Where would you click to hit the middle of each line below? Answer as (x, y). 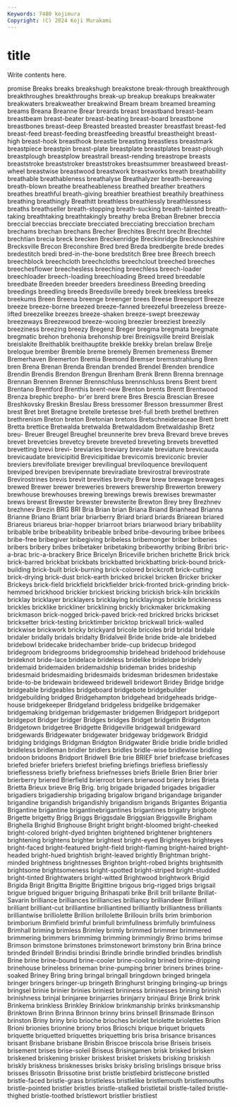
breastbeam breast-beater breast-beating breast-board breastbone (105, 119)
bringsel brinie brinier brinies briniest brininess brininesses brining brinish (114, 990)
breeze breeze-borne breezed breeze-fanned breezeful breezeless (105, 307)
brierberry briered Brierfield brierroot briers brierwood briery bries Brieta (113, 780)
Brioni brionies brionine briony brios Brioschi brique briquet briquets (107, 1028)
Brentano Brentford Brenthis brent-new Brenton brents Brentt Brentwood (113, 389)
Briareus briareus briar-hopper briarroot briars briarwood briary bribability (115, 525)
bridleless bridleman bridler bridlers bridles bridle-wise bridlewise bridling (115, 750)
